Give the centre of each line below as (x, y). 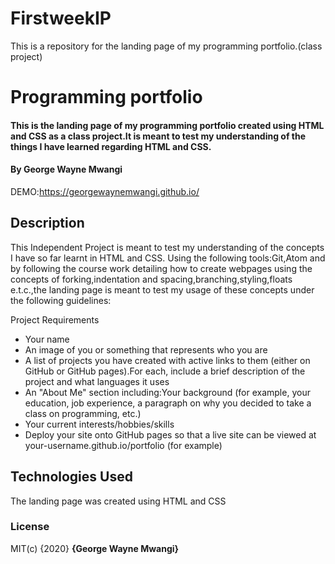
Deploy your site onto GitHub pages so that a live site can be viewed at (170, 434)
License (30, 527)
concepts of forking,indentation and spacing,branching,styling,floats (151, 279)
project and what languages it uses (97, 381)
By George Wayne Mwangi (66, 169)
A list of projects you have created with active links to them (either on (167, 360)
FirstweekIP (61, 18)
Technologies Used (71, 477)
